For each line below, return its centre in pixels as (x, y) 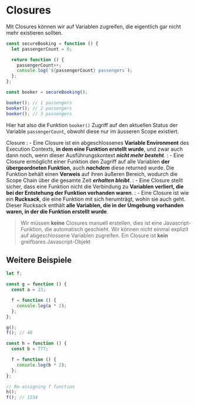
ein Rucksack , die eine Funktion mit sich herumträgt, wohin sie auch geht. (96, 199)
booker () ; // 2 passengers (39, 108)
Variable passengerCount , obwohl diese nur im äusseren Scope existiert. (93, 131)
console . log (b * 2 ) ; (42, 365)
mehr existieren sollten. (34, 32)
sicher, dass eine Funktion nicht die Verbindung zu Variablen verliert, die (95, 187)
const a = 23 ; (29, 290)
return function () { (38, 59)
